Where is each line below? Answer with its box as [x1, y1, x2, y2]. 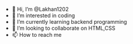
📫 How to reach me [11, 32, 62, 38]
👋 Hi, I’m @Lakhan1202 [11, 6, 69, 12]
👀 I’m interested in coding [11, 12, 75, 19]
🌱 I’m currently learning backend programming [11, 18, 128, 25]
